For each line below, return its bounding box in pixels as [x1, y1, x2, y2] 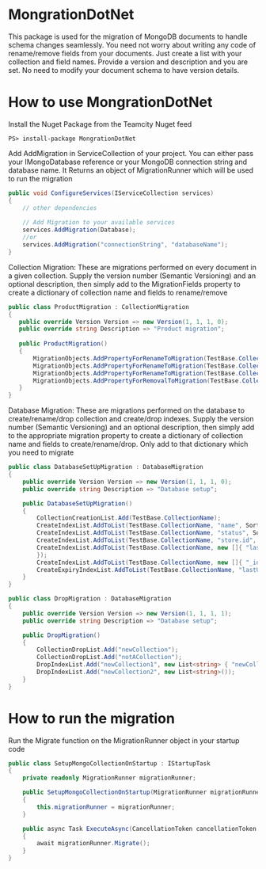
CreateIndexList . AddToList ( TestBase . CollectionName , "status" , [36, 529, 249, 537]
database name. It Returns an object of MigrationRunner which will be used [8, 165, 254, 175]
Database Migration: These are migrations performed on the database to [8, 406, 245, 415]
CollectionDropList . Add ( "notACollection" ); [36, 654, 182, 661]
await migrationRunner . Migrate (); [36, 840, 150, 848]
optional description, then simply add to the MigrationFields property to [8, 279, 241, 288]
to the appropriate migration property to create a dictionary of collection [8, 431, 244, 440]
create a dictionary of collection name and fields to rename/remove [8, 288, 228, 297]
